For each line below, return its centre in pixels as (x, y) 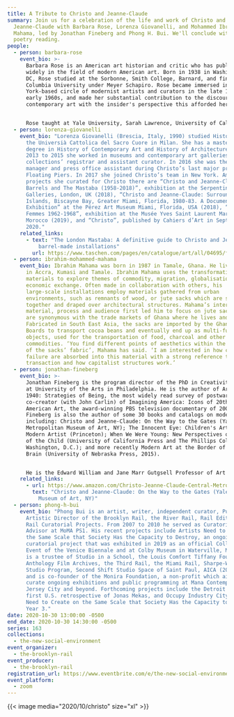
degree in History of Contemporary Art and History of (107, 149)
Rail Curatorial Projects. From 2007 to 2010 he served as (113, 524)
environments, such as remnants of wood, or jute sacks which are (124, 298)
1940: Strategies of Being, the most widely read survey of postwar (127, 395)
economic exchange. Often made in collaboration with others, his (124, 285)
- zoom (23, 687)
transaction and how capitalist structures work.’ (101, 363)
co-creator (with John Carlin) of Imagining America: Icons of (119, 402)
